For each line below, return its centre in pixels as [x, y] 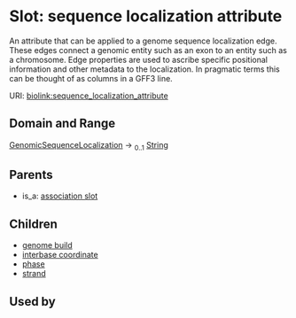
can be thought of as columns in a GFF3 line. [91, 78]
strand [34, 274]
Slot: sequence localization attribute [146, 16]
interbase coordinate [60, 255]
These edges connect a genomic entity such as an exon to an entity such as [148, 50]
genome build [47, 245]
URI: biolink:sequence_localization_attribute [89, 96]
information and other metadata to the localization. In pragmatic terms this [145, 69]
